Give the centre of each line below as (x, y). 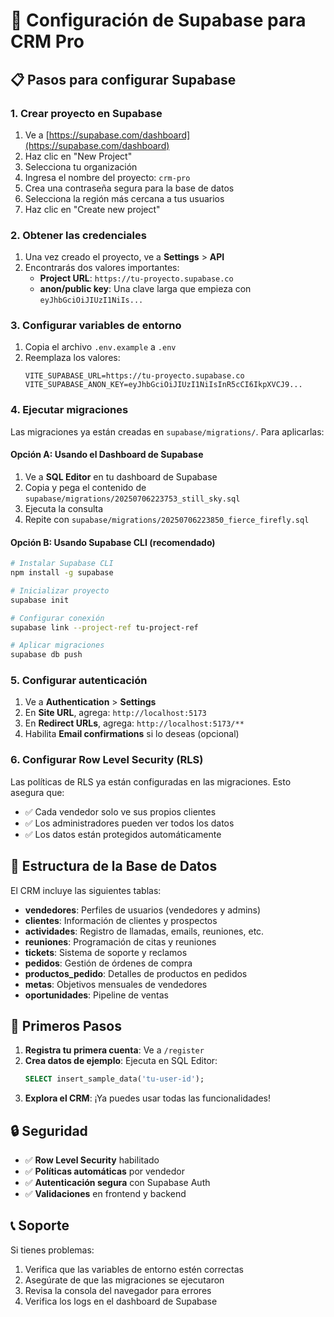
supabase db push (46, 655)
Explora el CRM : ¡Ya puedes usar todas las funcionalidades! (147, 1098)
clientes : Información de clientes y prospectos (121, 920)
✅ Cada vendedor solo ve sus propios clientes (120, 811)
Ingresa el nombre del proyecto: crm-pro (107, 177)
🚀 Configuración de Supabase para (158, 20)
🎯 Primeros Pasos (66, 1025)
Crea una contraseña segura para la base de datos (129, 188)
